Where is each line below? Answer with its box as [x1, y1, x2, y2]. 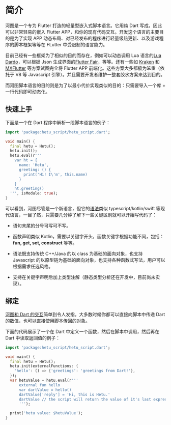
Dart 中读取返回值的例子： [5, 334, 60, 341]
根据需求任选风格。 [12, 263, 53, 269]
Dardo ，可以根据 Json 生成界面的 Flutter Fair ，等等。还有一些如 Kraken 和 [5, 59, 160, 65]
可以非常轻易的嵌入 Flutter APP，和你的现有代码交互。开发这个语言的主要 [5, 29, 159, 35]
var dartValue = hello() [18, 387, 72, 392]
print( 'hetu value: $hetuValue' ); [10, 411, 83, 416]
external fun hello [18, 382, 60, 387]
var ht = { [14, 158, 38, 163]
